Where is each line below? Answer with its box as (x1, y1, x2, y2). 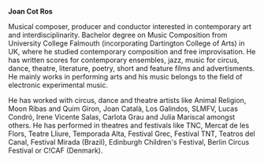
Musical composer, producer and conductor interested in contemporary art (8, 22, 252, 31)
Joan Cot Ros (8, 7, 53, 16)
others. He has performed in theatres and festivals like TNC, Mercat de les (8, 121, 250, 130)
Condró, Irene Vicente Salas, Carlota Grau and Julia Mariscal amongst (8, 112, 236, 121)
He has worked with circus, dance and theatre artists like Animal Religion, (8, 96, 247, 105)
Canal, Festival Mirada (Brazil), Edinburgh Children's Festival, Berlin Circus (8, 138, 250, 146)
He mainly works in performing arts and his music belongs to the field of (8, 72, 243, 81)
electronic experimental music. (8, 80, 109, 90)
